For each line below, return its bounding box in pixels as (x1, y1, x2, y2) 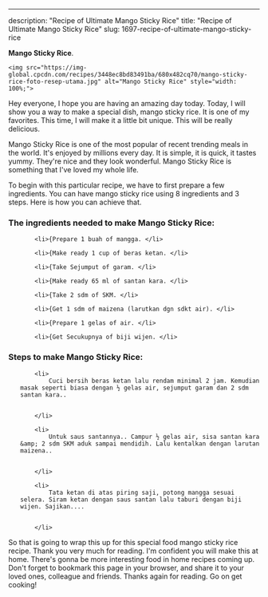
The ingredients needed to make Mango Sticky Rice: (8, 217, 215, 228)
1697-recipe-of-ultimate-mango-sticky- (121, 25, 252, 34)
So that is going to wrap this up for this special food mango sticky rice (8, 537, 238, 547)
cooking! (8, 579, 37, 589)
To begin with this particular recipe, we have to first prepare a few (8, 180, 225, 190)
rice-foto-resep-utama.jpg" (8, 77, 102, 85)
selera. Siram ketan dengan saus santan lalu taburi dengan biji (19, 496, 242, 504)
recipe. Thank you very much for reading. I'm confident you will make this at (8, 546, 259, 555)
